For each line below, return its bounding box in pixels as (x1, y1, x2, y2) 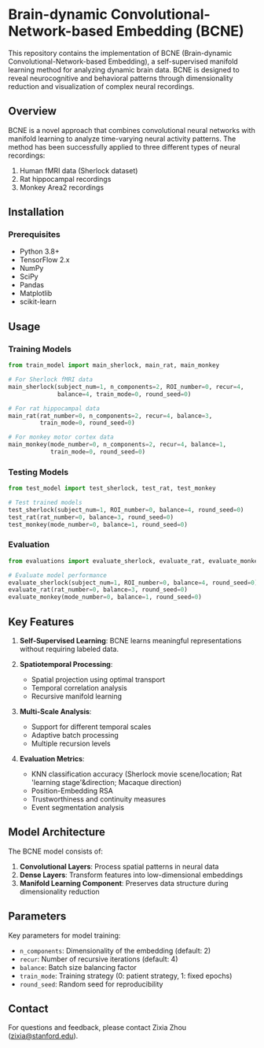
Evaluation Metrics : (19, 754, 85, 764)
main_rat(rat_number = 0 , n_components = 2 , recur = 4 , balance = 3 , (8, 412, 213, 420)
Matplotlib (19, 289, 53, 298)
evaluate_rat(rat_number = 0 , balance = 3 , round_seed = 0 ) (8, 586, 189, 594)
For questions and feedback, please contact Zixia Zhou (8, 1023, 187, 1032)
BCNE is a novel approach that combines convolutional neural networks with (8, 125, 255, 135)
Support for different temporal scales (31, 722, 152, 731)
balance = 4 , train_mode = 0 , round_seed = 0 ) (57, 390, 192, 398)
